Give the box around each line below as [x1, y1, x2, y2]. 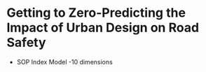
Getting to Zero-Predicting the [6, 5, 186, 21]
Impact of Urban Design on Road [6, 20, 200, 36]
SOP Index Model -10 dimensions [16, 57, 113, 66]
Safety [6, 35, 46, 50]
